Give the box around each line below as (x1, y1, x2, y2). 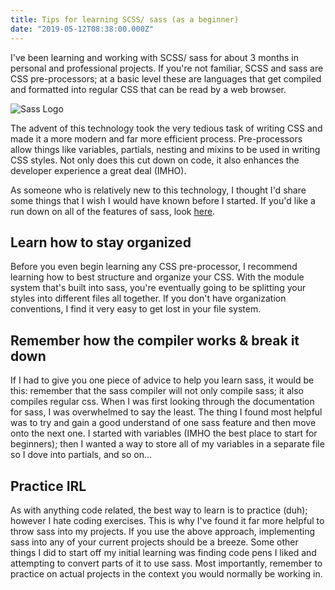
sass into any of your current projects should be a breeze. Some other (10, 536, 299, 548)
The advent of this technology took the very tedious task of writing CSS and (10, 122, 323, 134)
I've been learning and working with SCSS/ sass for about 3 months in (10, 51, 299, 63)
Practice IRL (10, 477, 87, 495)
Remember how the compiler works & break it (10, 332, 300, 349)
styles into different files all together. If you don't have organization (10, 292, 287, 305)
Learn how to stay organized (10, 234, 192, 251)
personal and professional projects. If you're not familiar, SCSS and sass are (10, 62, 324, 74)
